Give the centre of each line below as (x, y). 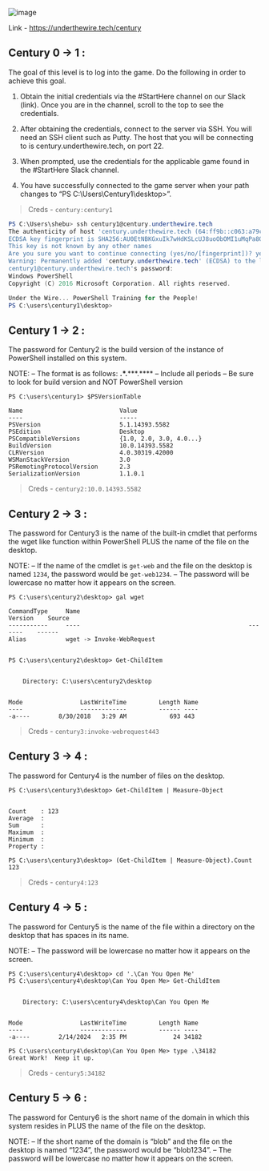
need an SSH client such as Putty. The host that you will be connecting (137, 137)
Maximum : (26, 832)
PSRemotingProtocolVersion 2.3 (69, 467)
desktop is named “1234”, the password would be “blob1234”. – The (120, 1149)
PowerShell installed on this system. (68, 358)
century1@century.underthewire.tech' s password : (91, 269)
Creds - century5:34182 (66, 1073)
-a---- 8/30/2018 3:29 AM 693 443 (102, 716)
